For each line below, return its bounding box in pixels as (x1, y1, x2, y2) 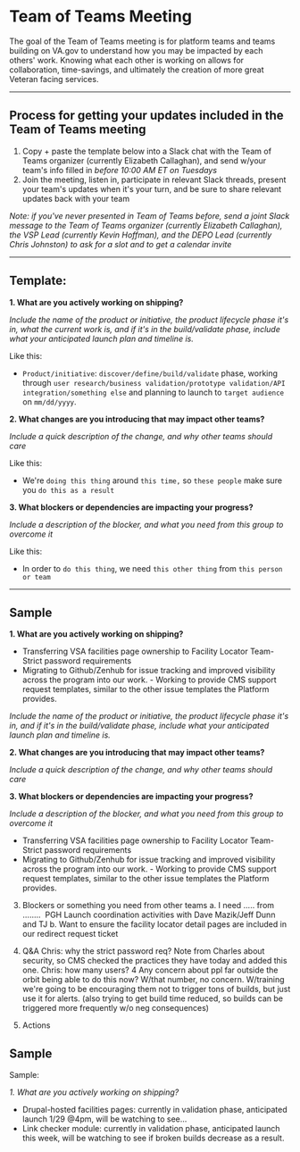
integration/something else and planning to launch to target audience (21, 387, 285, 397)
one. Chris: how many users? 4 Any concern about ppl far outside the (21, 964, 279, 975)
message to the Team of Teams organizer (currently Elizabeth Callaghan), (9, 220, 283, 230)
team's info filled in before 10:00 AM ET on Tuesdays (21, 164, 217, 175)
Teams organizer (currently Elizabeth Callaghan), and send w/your (21, 154, 267, 166)
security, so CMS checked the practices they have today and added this (21, 956, 287, 966)
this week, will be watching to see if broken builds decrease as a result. (21, 1132, 285, 1144)
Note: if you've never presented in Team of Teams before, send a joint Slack (9, 210, 290, 221)
